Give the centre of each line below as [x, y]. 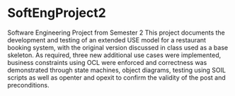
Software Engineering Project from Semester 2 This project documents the [116, 32]
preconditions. [28, 85]
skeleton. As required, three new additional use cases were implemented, [114, 55]
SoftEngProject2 [57, 13]
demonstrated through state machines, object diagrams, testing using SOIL [117, 70]
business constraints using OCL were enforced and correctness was [107, 62]
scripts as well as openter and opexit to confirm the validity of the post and [116, 77]
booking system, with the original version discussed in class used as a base [118, 47]
